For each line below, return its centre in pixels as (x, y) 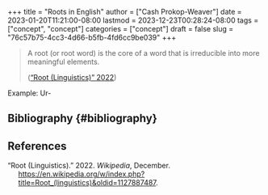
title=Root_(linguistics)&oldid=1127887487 (87, 183)
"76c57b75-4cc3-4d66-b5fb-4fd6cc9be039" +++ (92, 37)
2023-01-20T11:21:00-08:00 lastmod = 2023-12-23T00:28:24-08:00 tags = (133, 20)
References (37, 146)
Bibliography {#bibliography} (83, 119)
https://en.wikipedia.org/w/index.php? (82, 174)
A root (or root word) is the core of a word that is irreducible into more (143, 53)
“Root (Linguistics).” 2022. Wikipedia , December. (89, 166)
